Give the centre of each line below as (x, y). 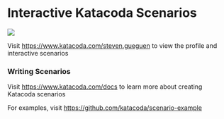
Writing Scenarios (39, 71)
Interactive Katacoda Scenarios (102, 13)
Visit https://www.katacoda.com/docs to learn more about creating (105, 87)
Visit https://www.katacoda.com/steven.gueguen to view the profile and (112, 45)
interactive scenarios (38, 53)
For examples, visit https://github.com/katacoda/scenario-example (105, 108)
